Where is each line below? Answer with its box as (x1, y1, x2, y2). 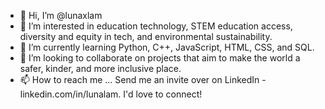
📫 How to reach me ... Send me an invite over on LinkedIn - (19, 74, 267, 85)
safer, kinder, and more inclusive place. (19, 63, 182, 74)
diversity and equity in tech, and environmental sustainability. (19, 31, 273, 42)
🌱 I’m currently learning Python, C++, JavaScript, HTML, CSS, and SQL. (19, 41, 315, 53)
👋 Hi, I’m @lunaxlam (19, 10, 103, 21)
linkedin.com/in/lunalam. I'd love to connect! (19, 88, 203, 100)
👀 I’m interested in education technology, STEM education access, (19, 20, 293, 32)
